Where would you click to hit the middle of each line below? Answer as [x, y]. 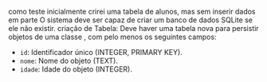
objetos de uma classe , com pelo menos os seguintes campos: [112, 37]
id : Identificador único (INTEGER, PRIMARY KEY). [101, 52]
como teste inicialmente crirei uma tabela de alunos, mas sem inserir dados [132, 12]
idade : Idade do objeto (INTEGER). [76, 69]
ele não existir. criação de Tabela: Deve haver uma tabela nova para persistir [133, 28]
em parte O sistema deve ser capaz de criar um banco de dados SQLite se [131, 20]
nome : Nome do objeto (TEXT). [69, 61]
